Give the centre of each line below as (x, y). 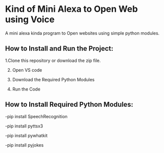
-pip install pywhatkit (26, 135)
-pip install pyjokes (24, 145)
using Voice (30, 19)
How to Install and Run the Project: (59, 48)
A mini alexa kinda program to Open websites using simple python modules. (82, 33)
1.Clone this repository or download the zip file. (53, 61)
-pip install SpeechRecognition (36, 116)
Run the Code (26, 89)
